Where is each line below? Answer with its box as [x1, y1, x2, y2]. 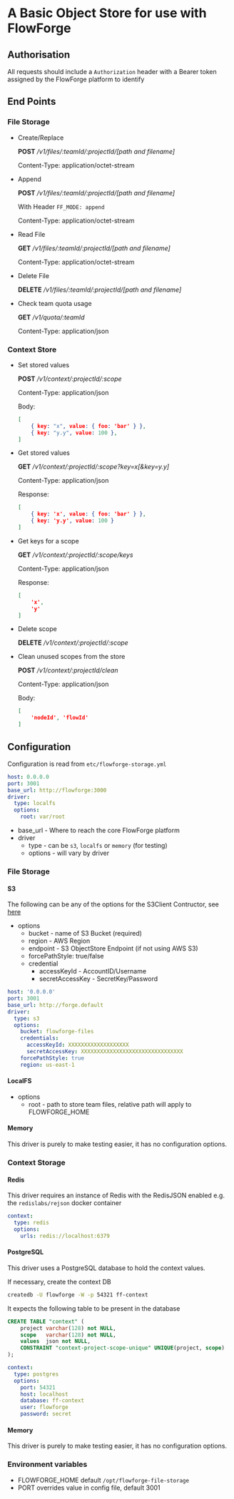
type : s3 [14, 1015, 40, 1022]
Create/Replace [17, 133, 64, 142]
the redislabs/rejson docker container [7, 1199, 122, 1207]
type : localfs [14, 800, 56, 807]
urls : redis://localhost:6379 [20, 1232, 111, 1239]
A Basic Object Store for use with [7, 5, 207, 21]
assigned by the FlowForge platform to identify [7, 75, 145, 83]
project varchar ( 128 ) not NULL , [20, 1324, 116, 1331]
